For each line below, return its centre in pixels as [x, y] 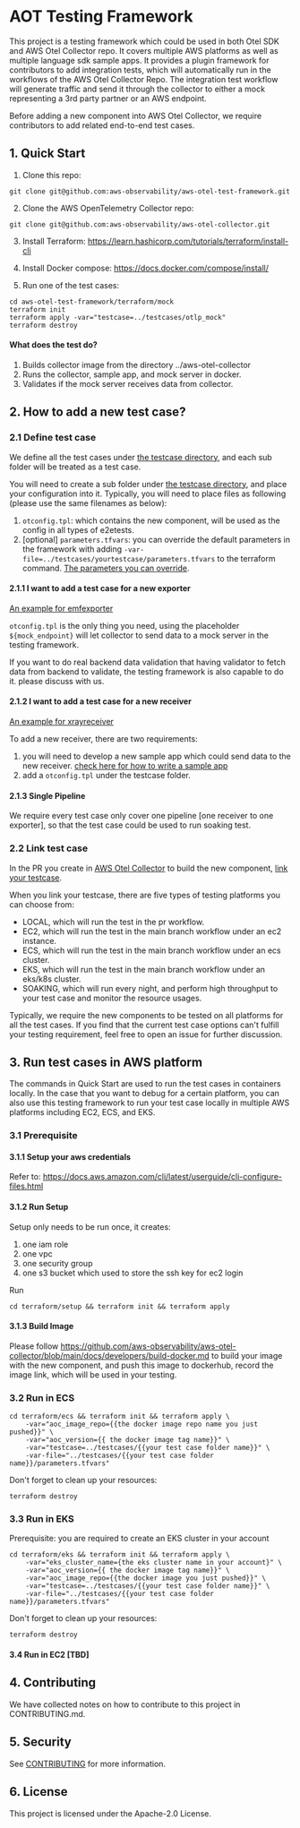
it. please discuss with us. [57, 681]
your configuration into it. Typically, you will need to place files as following [148, 493]
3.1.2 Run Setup [39, 1207]
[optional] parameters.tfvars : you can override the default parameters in [156, 539]
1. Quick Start [47, 154]
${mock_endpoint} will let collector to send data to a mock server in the [139, 635]
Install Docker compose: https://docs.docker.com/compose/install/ [145, 268]
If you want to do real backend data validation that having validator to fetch [148, 662]
